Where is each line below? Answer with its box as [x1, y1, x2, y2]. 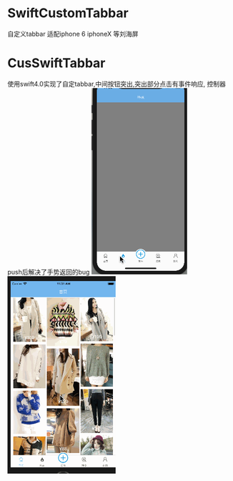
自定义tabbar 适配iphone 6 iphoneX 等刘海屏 [7, 29, 139, 38]
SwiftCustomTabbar [7, 5, 129, 21]
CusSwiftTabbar [7, 55, 106, 71]
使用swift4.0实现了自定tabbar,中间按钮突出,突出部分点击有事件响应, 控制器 [7, 79, 227, 88]
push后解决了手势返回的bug [7, 267, 90, 276]
